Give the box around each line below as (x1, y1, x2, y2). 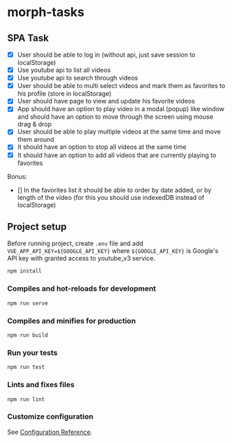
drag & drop (17, 120, 52, 129)
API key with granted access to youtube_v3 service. (7, 254, 155, 263)
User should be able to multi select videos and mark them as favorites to (17, 82, 226, 90)
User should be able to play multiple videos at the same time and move (17, 127, 221, 136)
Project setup (7, 221, 68, 233)
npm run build (7, 331, 49, 339)
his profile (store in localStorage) (17, 89, 111, 98)
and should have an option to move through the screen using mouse (17, 112, 214, 121)
